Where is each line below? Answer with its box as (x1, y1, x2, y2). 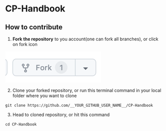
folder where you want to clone (12, 93, 77, 99)
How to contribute (5, 23, 63, 31)
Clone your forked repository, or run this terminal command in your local (12, 88, 161, 93)
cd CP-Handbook (5, 122, 37, 127)
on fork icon (12, 41, 37, 47)
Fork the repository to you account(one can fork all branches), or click (12, 36, 158, 42)
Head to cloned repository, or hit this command (12, 112, 110, 118)
